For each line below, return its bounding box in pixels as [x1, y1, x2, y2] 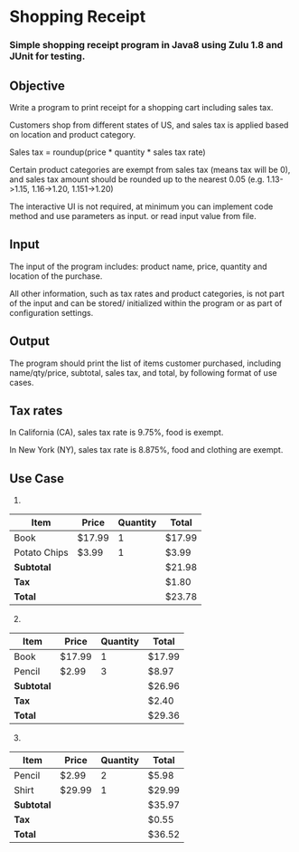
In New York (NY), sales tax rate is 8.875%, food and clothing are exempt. [9, 445, 284, 455]
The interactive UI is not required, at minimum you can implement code [9, 201, 274, 212]
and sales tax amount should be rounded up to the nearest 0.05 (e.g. [9, 174, 265, 185]
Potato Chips [14, 546, 70, 559]
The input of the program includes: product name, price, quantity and [9, 261, 267, 272]
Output [9, 333, 50, 349]
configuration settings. [9, 307, 94, 318]
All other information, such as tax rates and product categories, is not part [9, 288, 285, 299]
